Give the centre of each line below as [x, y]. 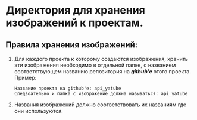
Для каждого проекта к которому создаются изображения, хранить [101, 59]
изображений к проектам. [74, 23]
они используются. [38, 111]
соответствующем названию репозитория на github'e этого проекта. [102, 71]
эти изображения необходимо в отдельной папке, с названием [95, 65]
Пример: [25, 78]
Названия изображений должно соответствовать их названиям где [100, 105]
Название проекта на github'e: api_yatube [68, 89]
